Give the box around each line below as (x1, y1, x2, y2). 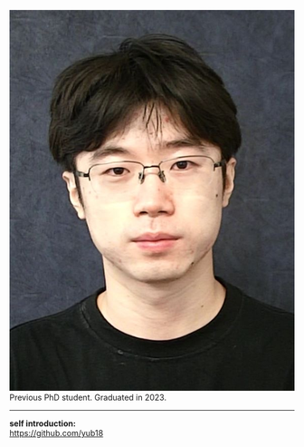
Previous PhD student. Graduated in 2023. (9, 392, 167, 403)
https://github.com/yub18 (9, 428, 104, 438)
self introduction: (9, 418, 77, 429)
